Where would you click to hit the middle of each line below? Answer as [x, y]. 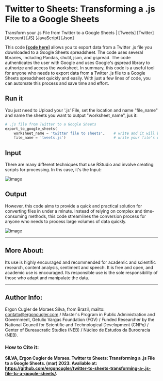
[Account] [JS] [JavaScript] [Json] [40, 38]
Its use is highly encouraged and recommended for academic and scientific [81, 262]
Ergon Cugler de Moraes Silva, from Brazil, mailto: [55, 309]
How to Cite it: [22, 348]
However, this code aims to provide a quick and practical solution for [73, 206]
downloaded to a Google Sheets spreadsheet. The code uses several [74, 52]
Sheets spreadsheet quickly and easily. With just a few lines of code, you [78, 78]
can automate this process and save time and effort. [57, 83]
